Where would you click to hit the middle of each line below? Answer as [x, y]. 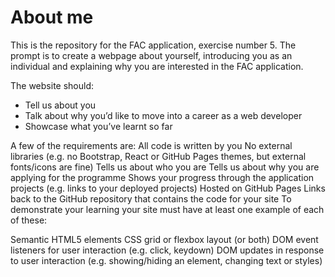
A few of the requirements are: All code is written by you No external [151, 145]
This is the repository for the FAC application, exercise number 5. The [153, 45]
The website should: [52, 85]
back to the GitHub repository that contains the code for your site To [151, 198]
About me [52, 17]
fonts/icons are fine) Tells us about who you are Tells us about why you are [165, 167]
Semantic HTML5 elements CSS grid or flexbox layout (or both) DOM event [164, 239]
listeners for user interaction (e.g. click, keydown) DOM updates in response [167, 250]
